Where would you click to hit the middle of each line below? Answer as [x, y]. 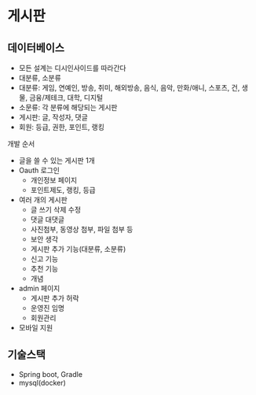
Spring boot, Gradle [51, 374]
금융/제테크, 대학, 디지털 [66, 98]
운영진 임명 [47, 308]
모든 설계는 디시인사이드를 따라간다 [72, 68]
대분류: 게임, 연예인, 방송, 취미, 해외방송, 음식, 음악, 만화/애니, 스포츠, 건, [129, 88]
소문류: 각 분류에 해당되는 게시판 [68, 107]
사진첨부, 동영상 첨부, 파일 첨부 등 [82, 229]
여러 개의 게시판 [43, 200]
